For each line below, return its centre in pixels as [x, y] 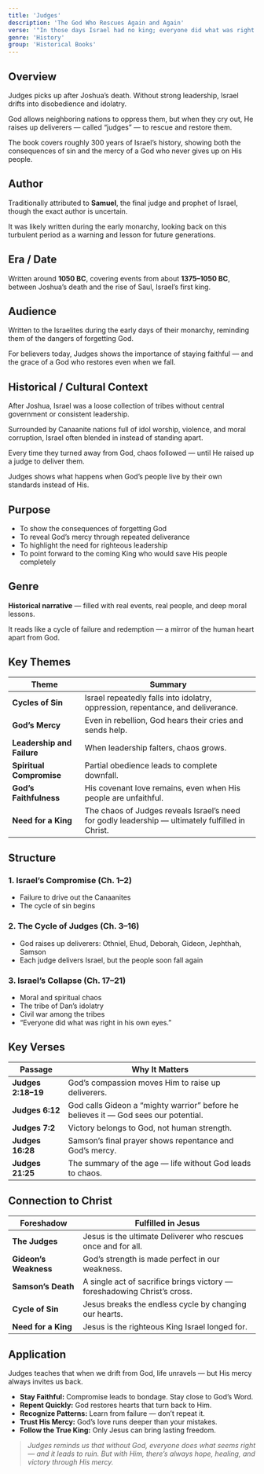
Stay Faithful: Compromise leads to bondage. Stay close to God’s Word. [136, 1397]
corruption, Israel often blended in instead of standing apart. [106, 438]
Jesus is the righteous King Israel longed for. [165, 1326]
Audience [33, 311]
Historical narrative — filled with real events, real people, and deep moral [128, 605]
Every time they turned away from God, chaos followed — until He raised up [131, 453]
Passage [36, 1069]
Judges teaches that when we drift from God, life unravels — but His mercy [130, 1373]
